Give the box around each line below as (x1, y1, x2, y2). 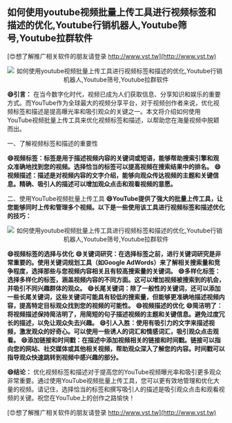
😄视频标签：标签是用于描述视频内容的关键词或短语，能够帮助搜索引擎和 (7, 154, 213, 162)
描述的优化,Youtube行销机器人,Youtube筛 (7, 19, 188, 31)
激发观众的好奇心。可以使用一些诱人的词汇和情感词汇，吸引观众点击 (19, 327, 213, 335)
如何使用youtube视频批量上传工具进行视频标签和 (7, 6, 216, 19)
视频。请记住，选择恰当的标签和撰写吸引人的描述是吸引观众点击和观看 (19, 385, 219, 393)
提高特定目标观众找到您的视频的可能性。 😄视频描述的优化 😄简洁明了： (19, 301, 223, 309)
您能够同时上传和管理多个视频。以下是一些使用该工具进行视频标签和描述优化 (7, 203, 225, 211)
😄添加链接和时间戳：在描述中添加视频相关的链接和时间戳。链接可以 (20, 335, 215, 344)
